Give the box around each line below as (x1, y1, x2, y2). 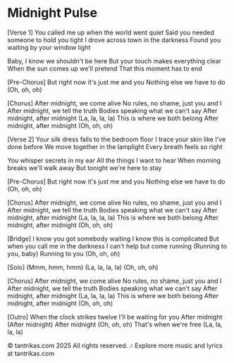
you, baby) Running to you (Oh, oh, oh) (7, 249, 121, 257)
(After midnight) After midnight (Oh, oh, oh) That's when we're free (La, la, (7, 320, 223, 329)
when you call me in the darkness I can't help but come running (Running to (7, 241, 228, 250)
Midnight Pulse (7, 5, 97, 21)
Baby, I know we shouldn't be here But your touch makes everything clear (7, 56, 222, 65)
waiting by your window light (7, 43, 91, 51)
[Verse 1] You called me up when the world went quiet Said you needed (7, 28, 215, 37)
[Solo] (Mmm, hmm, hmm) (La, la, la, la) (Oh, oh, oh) (7, 262, 159, 272)
